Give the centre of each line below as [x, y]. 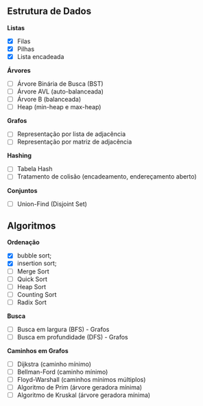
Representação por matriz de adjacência [74, 142]
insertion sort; [37, 263]
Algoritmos [32, 226]
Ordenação [23, 243]
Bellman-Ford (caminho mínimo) [62, 372]
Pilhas [26, 49]
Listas [16, 27]
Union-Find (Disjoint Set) [52, 204]
